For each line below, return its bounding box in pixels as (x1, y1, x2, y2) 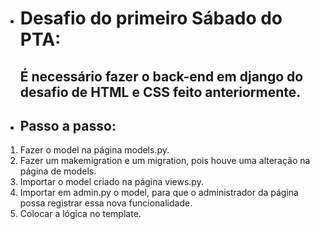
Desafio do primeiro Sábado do (19, 7, 283, 30)
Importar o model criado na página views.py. (19, 176, 204, 188)
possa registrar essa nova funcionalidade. (19, 197, 193, 209)
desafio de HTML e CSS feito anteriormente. (19, 83, 302, 101)
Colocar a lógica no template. (19, 208, 142, 220)
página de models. (19, 165, 97, 177)
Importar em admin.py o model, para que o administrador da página (19, 187, 299, 199)
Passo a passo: (19, 117, 117, 134)
